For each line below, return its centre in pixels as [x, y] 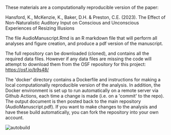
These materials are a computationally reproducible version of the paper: [82, 7]
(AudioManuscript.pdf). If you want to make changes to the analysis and [81, 107]
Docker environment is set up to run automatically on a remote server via [82, 91]
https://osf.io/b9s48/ [27, 70]
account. [15, 118]
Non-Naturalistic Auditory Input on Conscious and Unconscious [72, 23]
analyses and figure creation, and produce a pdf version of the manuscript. [84, 43]
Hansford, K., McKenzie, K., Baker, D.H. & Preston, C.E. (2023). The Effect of [86, 17]
